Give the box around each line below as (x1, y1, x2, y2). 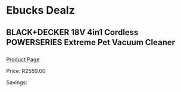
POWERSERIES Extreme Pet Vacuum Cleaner (6, 37, 176, 47)
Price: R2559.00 (6, 68, 46, 74)
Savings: (6, 79, 28, 86)
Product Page (6, 56, 40, 63)
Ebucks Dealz (6, 4, 76, 17)
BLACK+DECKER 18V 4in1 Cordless (6, 27, 139, 37)
